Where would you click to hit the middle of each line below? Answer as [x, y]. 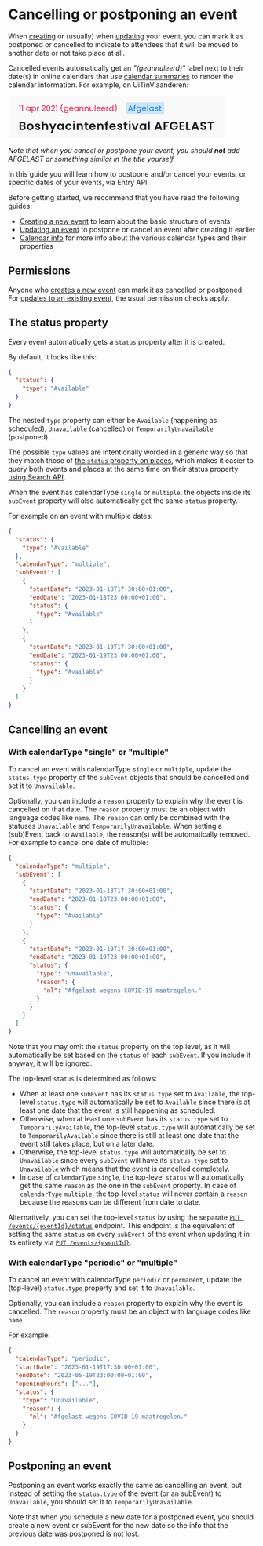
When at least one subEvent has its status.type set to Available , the [130, 1094]
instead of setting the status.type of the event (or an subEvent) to [115, 1493]
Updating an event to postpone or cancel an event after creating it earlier [137, 229]
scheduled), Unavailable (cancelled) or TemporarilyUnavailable [111, 428]
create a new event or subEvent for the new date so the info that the [118, 1525]
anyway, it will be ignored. [50, 1063]
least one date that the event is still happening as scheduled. [117, 1110]
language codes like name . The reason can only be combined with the [119, 817]
